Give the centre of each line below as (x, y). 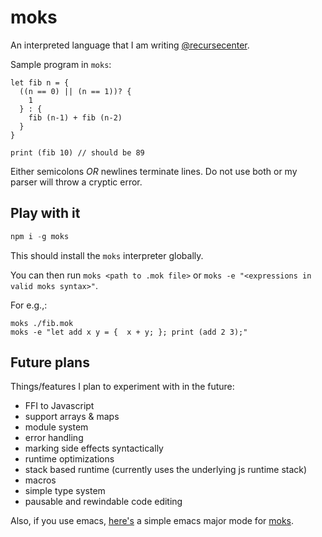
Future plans (50, 362)
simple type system (65, 491)
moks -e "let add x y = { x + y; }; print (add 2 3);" (129, 332)
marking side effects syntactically (94, 448)
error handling (54, 438)
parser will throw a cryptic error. (76, 182)
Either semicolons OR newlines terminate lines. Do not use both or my (154, 171)
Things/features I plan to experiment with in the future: (122, 387)
